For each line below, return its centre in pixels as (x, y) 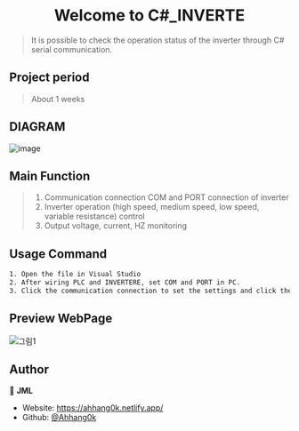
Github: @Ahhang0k (59, 418)
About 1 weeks (58, 99)
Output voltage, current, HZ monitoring (116, 226)
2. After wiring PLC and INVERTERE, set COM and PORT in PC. (125, 283)
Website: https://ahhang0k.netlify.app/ (93, 408)
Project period (49, 78)
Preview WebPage (61, 319)
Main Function (50, 176)
